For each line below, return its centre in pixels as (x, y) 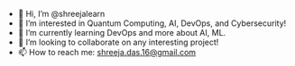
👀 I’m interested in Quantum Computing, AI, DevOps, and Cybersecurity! (152, 23)
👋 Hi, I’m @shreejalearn (61, 14)
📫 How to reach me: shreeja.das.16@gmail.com (107, 52)
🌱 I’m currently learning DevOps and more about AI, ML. (122, 33)
